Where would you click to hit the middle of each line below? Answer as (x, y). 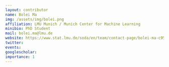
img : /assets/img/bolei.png (35, 19)
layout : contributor (27, 10)
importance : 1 (20, 57)
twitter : (14, 43)
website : (14, 38)
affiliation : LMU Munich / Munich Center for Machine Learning (73, 24)
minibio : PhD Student (28, 29)
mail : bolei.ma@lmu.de (29, 33)
